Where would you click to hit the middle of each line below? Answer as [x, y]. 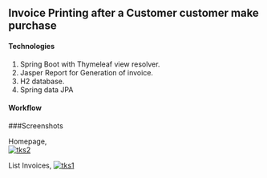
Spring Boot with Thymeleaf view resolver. [90, 64]
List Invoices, [30, 165]
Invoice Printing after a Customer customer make [133, 13]
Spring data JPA [47, 89]
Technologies [32, 46]
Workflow [25, 108]
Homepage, [28, 141]
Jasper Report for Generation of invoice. [87, 72]
